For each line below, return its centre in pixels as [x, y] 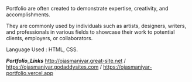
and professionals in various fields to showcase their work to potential [90, 32]
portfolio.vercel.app [30, 73]
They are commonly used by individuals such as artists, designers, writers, [96, 26]
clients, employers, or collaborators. [49, 38]
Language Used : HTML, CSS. [42, 49]
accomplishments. [28, 15]
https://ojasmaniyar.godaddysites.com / [54, 67]
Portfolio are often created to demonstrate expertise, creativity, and [87, 8]
